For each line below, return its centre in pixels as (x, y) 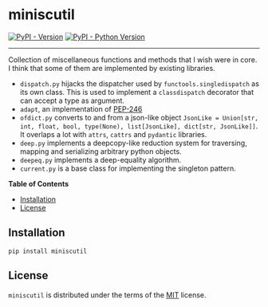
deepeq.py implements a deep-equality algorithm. (100, 159)
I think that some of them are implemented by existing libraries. (112, 68)
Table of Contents (39, 183)
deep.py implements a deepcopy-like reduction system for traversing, (133, 143)
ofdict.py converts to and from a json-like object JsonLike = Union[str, (139, 117)
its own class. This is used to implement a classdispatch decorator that (137, 92)
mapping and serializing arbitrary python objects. (100, 151)
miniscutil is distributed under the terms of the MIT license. (107, 295)
